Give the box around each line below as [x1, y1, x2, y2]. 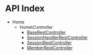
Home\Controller [19, 24, 53, 30]
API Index [5, 3, 45, 14]
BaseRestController [26, 29, 66, 35]
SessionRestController [26, 39, 72, 45]
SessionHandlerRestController [26, 35, 88, 40]
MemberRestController [26, 45, 73, 51]
